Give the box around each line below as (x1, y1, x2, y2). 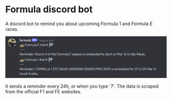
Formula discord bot (5, 4, 93, 15)
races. (5, 26, 19, 32)
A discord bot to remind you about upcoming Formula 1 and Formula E (5, 21, 153, 27)
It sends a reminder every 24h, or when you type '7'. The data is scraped (5, 83, 159, 89)
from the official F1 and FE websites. (5, 88, 82, 94)
